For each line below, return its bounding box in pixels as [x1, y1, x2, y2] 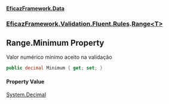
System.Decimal [6, 91, 47, 98]
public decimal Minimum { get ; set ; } [6, 65, 103, 71]
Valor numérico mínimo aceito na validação [6, 53, 112, 61]
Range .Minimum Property [6, 37, 105, 48]
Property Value [6, 78, 45, 85]
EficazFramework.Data [6, 5, 64, 12]
